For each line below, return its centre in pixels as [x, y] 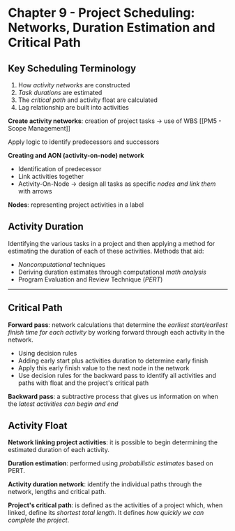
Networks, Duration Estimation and [112, 28]
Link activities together [51, 176]
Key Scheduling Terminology [72, 68]
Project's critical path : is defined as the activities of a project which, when [115, 505]
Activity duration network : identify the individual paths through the [105, 484]
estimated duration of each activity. [59, 450]
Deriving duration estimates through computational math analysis [112, 272]
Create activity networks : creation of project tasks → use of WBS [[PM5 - [115, 121]
